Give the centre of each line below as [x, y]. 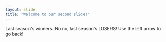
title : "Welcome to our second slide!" [48, 14]
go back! [15, 34]
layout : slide [20, 10]
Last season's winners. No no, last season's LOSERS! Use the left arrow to [83, 28]
